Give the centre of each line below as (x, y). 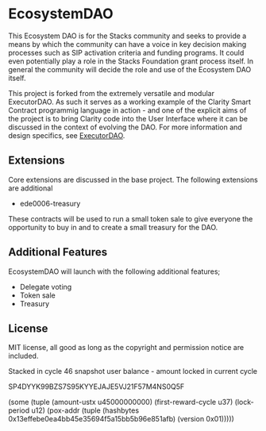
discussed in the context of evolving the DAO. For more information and (125, 127)
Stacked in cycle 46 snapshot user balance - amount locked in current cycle (133, 371)
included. (23, 356)
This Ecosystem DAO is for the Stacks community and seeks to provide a (127, 36)
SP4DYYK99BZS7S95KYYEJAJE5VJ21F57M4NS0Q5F (96, 387)
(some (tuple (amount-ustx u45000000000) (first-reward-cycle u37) (121, 402)
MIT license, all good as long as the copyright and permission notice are (126, 348)
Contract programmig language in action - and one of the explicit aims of (127, 110)
